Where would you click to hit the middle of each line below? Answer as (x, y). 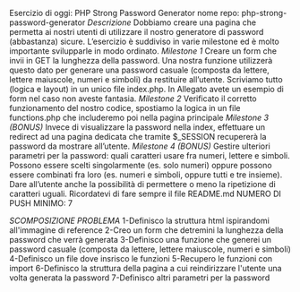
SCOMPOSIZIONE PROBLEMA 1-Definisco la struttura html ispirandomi (140, 220)
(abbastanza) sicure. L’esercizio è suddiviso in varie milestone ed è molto (144, 41)
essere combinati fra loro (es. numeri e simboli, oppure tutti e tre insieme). (146, 175)
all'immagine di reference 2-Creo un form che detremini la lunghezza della (146, 230)
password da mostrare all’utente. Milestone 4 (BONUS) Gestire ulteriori (140, 146)
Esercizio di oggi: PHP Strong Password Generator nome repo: (124, 13)
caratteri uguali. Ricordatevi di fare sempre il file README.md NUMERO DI (146, 193)
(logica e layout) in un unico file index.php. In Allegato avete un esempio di (146, 89)
